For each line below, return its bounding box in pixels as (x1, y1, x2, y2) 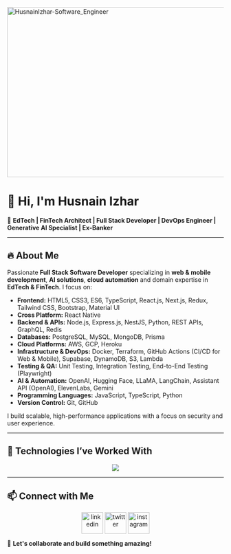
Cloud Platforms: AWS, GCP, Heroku (16, 340, 122, 348)
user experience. (7, 419, 55, 427)
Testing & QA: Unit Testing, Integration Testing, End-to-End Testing (16, 362, 208, 370)
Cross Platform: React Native (16, 311, 101, 319)
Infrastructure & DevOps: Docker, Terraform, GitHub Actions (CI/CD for (16, 347, 221, 355)
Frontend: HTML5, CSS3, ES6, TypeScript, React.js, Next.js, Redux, (16, 296, 208, 304)
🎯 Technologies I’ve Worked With (7, 445, 153, 457)
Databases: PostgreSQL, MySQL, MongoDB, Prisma (16, 333, 165, 341)
